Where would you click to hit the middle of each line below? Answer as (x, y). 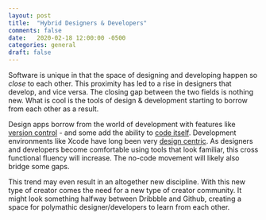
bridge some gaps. (39, 166)
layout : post (30, 15)
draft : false (30, 52)
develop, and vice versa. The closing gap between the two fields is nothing (131, 92)
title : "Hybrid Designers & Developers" (78, 23)
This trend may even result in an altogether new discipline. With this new (127, 182)
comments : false (35, 30)
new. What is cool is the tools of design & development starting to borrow (128, 100)
